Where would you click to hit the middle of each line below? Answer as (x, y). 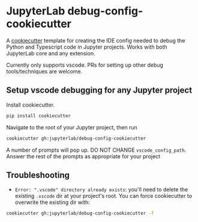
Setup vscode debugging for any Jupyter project (99, 91)
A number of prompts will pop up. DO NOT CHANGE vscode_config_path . (96, 150)
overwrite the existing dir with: (52, 202)
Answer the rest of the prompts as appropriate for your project (83, 156)
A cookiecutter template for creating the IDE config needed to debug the (96, 40)
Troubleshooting (38, 175)
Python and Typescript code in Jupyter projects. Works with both (87, 47)
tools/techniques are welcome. (44, 71)
